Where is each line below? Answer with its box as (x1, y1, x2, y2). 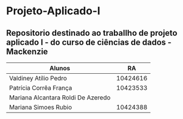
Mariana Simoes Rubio (9, 103, 73, 111)
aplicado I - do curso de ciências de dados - (6, 37, 172, 47)
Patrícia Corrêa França (9, 84, 73, 92)
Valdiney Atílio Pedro (9, 74, 67, 82)
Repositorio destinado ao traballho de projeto (6, 28, 178, 38)
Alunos (49, 64, 70, 72)
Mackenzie (6, 46, 48, 57)
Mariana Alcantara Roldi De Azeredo (9, 93, 111, 102)
